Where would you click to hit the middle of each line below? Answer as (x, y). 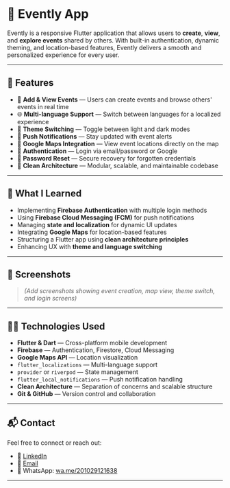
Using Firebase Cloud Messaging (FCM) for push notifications (105, 217)
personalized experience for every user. (63, 55)
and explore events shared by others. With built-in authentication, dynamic (113, 40)
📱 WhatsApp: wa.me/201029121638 (67, 470)
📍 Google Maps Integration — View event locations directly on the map (118, 143)
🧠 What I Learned (44, 194)
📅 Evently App (48, 14)
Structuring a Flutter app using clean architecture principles (103, 239)
